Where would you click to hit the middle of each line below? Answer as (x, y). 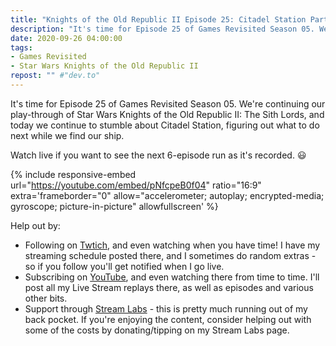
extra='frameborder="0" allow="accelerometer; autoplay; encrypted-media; (167, 195)
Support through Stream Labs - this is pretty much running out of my (166, 308)
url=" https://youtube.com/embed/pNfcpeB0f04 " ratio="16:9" (136, 185)
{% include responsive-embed (73, 174)
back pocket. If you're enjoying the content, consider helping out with (168, 319)
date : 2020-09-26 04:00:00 (66, 38)
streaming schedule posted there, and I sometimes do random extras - (170, 255)
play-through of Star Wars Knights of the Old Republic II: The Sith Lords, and (167, 114)
